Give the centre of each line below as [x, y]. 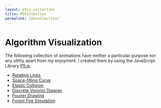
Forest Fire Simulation [34, 101]
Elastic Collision [28, 85]
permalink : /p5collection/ [32, 18]
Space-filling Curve [31, 81]
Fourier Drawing [28, 96]
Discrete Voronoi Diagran [37, 91]
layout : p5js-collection [30, 9]
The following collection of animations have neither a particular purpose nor [80, 55]
